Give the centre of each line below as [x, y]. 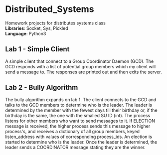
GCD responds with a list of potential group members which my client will [81, 66]
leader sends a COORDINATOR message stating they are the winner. [75, 147]
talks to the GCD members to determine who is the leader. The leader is [79, 105]
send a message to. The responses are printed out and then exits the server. [83, 72]
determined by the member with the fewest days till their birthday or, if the [82, 110]
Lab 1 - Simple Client [37, 49]
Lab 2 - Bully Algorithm [42, 87]
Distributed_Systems [50, 9]
